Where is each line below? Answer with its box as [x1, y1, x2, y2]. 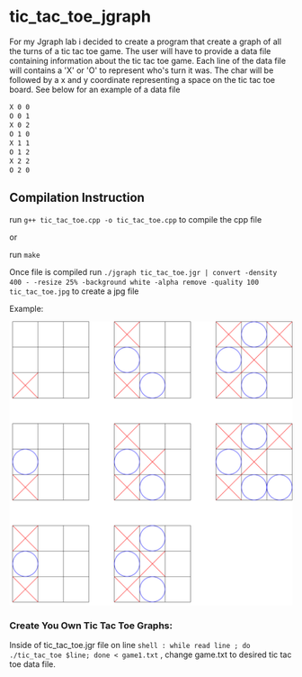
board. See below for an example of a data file [9, 84, 181, 95]
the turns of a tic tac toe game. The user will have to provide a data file [9, 45, 271, 56]
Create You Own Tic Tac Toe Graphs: [9, 619, 173, 632]
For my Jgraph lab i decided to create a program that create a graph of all [9, 36, 281, 47]
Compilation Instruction [9, 190, 146, 206]
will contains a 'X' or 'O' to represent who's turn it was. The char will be [9, 65, 274, 76]
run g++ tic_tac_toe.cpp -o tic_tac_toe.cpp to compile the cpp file [9, 214, 262, 224]
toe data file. [9, 659, 56, 670]
